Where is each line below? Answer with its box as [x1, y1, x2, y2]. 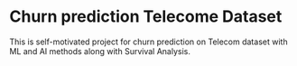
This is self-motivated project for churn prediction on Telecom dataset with [9, 36, 288, 47]
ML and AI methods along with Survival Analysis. [9, 45, 191, 56]
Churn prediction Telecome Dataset [9, 6, 283, 27]
